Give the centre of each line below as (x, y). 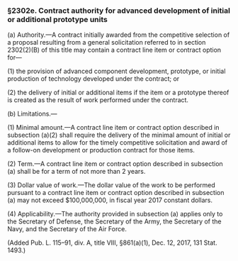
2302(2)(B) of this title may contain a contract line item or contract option (114, 50)
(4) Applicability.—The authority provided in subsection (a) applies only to (115, 214)
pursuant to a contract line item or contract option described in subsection (116, 193)
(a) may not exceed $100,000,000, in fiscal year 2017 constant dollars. (110, 200)
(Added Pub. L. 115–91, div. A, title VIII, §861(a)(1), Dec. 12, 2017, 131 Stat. (112, 243)
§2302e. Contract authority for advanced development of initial (119, 11)
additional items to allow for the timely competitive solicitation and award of (118, 143)
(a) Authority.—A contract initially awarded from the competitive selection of (119, 35)
